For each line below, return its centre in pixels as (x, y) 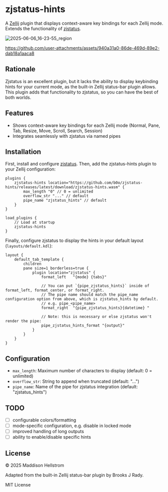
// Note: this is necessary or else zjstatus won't (96, 317)
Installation (23, 152)
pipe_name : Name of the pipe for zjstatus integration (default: (75, 387)
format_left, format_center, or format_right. (55, 290)
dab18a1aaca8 (20, 53)
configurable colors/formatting (44, 420)
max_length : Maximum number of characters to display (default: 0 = (82, 371)
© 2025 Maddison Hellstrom (35, 465)
